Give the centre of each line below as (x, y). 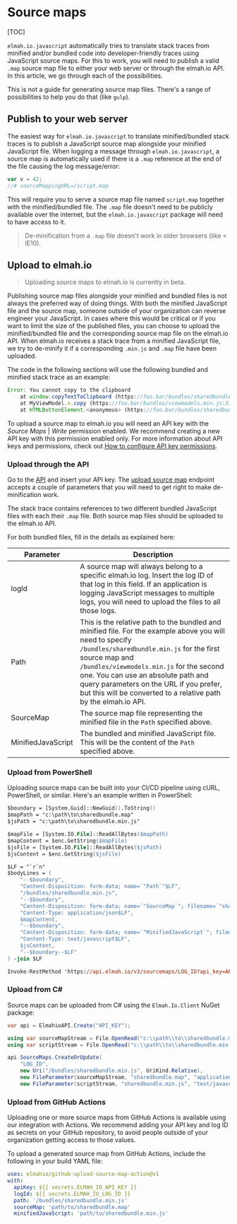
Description (153, 554)
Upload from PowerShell (50, 773)
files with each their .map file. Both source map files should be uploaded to (115, 516)
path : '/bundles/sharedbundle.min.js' (71, 1200)
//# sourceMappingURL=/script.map (58, 186)
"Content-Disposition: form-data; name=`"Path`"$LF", (101, 887)
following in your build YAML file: (55, 1161)
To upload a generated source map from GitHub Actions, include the (107, 1154)
